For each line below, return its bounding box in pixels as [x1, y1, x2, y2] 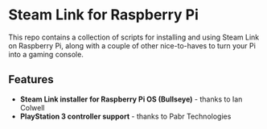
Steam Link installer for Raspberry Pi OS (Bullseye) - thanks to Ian [19, 94, 243, 104]
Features [8, 73, 54, 86]
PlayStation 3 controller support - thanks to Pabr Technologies [19, 111, 232, 121]
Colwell [19, 102, 45, 112]
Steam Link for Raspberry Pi [8, 6, 199, 24]
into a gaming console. [8, 49, 84, 59]
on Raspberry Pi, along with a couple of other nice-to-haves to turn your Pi [8, 40, 256, 50]
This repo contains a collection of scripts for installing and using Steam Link [8, 32, 260, 42]
